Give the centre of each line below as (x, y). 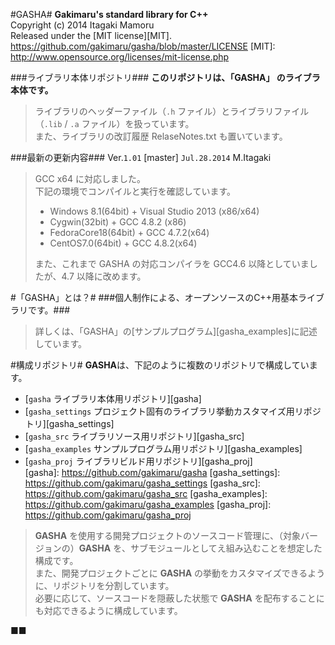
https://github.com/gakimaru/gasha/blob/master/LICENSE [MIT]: (143, 46)
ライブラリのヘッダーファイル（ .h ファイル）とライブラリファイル (172, 111)
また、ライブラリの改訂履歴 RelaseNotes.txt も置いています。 (161, 136)
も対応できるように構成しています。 (108, 610)
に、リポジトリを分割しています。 (104, 585)
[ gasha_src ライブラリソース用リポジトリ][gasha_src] (134, 436)
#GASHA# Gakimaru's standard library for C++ (109, 14)
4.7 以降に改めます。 (104, 276)
